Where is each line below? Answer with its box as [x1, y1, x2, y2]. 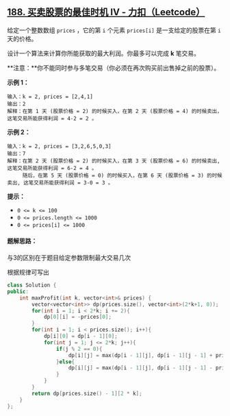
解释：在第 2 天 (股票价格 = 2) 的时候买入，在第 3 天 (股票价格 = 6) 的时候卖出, [7, 157, 220, 164]
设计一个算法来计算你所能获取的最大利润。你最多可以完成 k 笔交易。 [7, 49, 200, 57]
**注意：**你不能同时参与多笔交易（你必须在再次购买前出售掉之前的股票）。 [7, 64, 220, 72]
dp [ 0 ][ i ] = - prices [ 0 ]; [43, 314, 112, 321]
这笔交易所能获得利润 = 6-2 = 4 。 [7, 164, 97, 171]
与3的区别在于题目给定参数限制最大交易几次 [7, 254, 131, 262]
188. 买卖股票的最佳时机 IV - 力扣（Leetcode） [7, 6, 205, 19]
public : [7, 288, 29, 295]
